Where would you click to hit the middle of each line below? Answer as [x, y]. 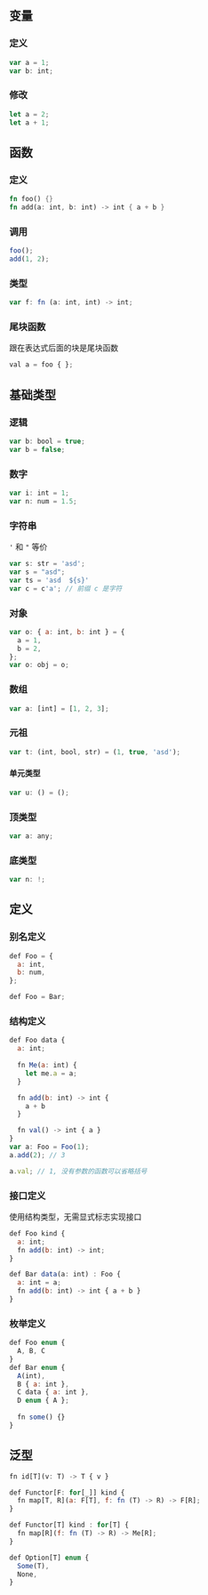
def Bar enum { [37, 1367]
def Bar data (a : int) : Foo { [65, 1275]
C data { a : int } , [53, 1392]
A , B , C [32, 1351]
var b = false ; [37, 449]
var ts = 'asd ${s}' [49, 580]
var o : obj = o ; [39, 665]
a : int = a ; [40, 1283]
